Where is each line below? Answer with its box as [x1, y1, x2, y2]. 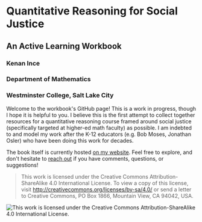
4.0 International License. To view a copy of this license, [49, 179, 189, 187]
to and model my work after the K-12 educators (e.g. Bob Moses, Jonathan [6, 131, 192, 138]
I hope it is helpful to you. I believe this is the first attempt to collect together [6, 111, 195, 119]
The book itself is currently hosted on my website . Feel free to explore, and [6, 149, 193, 156]
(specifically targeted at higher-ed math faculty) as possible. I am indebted [6, 124, 192, 131]
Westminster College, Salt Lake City [6, 91, 114, 100]
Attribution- [150, 173, 178, 180]
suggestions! [6, 161, 39, 168]
